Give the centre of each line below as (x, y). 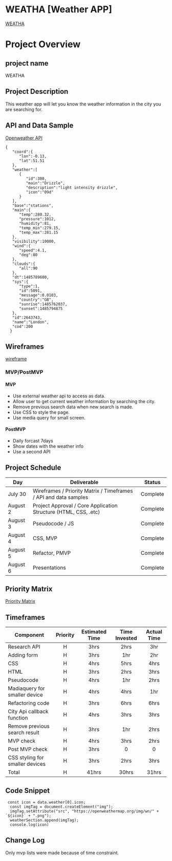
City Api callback (28, 711)
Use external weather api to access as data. (59, 396)
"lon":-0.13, (33, 156)
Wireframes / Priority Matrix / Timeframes (83, 491)
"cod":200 (23, 326)
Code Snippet (28, 791)
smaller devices (27, 764)
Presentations (49, 568)
